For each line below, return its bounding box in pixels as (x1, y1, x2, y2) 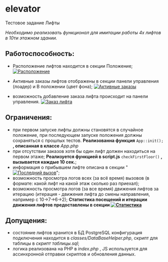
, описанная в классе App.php (12, 142, 79, 149)
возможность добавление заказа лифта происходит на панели (12, 93, 148, 99)
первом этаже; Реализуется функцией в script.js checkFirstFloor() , (12, 153, 162, 160)
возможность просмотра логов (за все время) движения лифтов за (12, 185, 159, 192)
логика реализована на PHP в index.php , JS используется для (12, 246, 148, 252)
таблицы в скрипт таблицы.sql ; (12, 240, 80, 246)
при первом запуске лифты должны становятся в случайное (12, 127, 144, 133)
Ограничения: (5, 113, 52, 122)
